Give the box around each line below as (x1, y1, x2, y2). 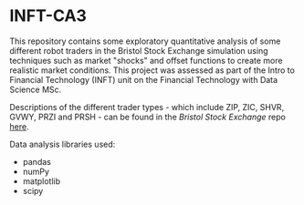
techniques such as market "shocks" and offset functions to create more (9, 55, 283, 66)
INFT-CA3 (9, 5, 87, 26)
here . (9, 120, 29, 132)
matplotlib (22, 175, 61, 187)
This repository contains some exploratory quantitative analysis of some (9, 36, 281, 46)
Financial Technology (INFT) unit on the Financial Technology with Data (9, 74, 278, 85)
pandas (22, 156, 52, 167)
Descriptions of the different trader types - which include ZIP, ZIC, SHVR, (9, 101, 285, 112)
